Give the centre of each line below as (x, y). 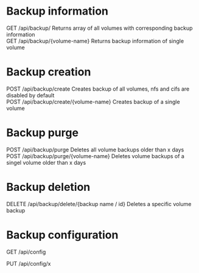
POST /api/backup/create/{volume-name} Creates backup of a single (93, 102)
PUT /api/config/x (29, 263)
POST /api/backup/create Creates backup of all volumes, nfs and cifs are (98, 89)
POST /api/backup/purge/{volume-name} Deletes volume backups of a (95, 156)
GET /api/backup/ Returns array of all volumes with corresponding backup (100, 28)
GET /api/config (26, 252)
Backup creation (49, 72)
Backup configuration (62, 235)
